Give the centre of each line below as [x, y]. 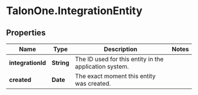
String [60, 63]
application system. [102, 66]
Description [121, 49]
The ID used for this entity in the [119, 59]
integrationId [27, 63]
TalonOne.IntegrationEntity [74, 11]
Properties [26, 33]
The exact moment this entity [115, 76]
